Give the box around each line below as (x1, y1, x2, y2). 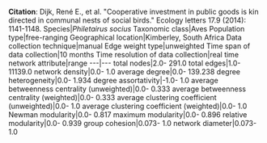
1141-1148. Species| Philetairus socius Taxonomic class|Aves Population (8, 24, 245, 33)
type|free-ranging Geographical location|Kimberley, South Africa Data (8, 32, 243, 42)
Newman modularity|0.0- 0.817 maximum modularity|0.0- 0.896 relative (8, 110, 248, 120)
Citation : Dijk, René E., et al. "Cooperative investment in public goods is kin (8, 7, 259, 16)
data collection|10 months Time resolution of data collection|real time (8, 50, 239, 59)
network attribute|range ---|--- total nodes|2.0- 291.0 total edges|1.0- (8, 58, 241, 68)
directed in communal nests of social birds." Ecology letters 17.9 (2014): (8, 15, 247, 25)
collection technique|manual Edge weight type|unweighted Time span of (8, 41, 251, 51)
